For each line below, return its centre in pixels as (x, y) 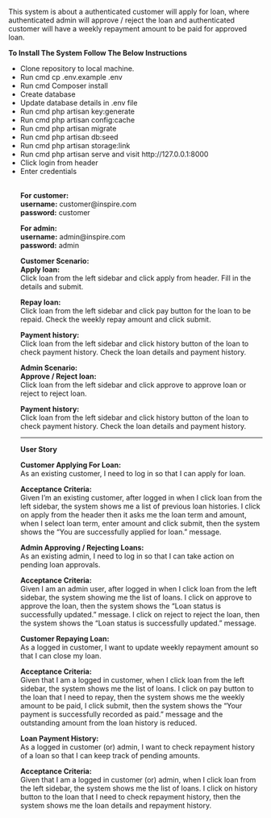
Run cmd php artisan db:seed (69, 137)
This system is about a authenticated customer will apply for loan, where (129, 12)
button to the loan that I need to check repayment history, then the (130, 797)
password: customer (55, 212)
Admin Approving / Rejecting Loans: (82, 548)
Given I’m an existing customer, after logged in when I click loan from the (141, 498)
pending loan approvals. (60, 565)
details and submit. (52, 287)
